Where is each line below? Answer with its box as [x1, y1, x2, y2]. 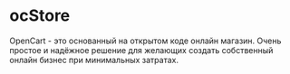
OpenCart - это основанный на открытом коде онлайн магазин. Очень [9, 35, 282, 46]
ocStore [9, 5, 71, 26]
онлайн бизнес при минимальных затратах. [9, 54, 179, 65]
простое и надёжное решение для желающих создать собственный [9, 44, 274, 55]
